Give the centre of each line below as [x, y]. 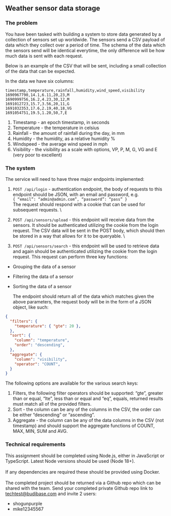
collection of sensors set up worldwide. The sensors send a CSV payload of [85, 39]
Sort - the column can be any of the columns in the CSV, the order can [87, 409]
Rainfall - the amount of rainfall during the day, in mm [69, 133]
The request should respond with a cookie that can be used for [79, 204]
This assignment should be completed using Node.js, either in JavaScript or [85, 455]
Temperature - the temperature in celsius [56, 128]
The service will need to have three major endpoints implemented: [75, 179]
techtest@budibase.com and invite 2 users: [51, 494]
